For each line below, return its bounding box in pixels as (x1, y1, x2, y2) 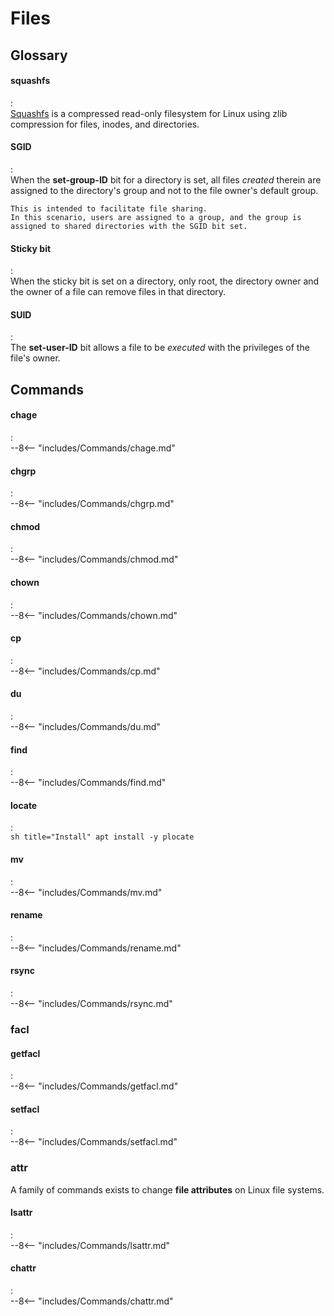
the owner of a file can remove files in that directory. (10, 286, 227, 298)
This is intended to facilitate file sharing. (10, 203, 208, 214)
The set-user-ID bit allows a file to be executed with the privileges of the (10, 342, 310, 354)
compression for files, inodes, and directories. (10, 118, 200, 130)
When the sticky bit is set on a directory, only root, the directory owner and (10, 275, 320, 287)
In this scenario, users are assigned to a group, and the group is (10, 212, 302, 222)
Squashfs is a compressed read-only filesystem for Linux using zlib (10, 107, 288, 119)
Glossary (10, 47, 68, 64)
